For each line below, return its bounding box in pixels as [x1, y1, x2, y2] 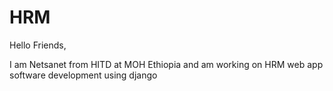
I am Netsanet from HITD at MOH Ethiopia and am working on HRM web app [9, 58, 324, 70]
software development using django [9, 69, 158, 81]
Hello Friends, [9, 39, 67, 51]
